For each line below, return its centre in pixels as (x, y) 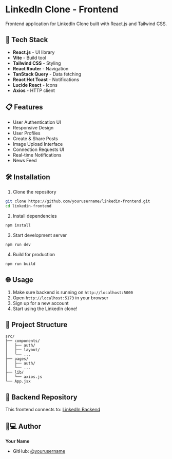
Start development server (40, 235)
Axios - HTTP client (34, 90)
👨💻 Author (23, 426)
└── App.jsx (18, 381)
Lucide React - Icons (35, 85)
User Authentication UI (37, 122)
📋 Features (24, 107)
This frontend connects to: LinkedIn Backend (53, 410)
